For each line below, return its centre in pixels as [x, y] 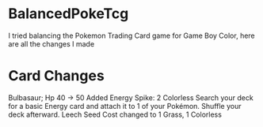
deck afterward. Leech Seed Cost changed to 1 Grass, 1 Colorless [115, 114]
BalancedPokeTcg [69, 14]
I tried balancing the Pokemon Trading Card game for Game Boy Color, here [131, 35]
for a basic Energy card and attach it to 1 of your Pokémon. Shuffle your [125, 106]
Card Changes [56, 76]
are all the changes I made [51, 43]
